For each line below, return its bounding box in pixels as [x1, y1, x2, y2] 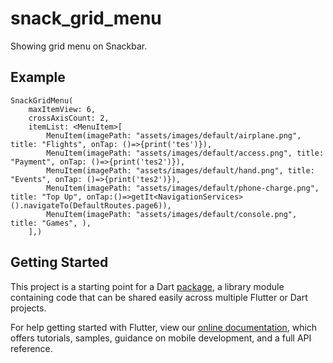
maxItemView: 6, [28, 104, 97, 114]
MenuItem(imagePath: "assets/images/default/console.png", [46, 209, 298, 219]
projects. [10, 302, 47, 314]
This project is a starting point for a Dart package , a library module [10, 280, 285, 292]
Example [10, 69, 66, 86]
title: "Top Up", [10, 192, 83, 202]
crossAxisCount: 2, [28, 113, 110, 123]
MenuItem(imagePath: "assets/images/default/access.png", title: [46, 148, 325, 158]
